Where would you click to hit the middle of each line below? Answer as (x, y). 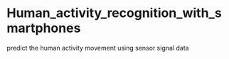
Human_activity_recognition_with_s (114, 13)
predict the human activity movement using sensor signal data (98, 48)
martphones (44, 28)
